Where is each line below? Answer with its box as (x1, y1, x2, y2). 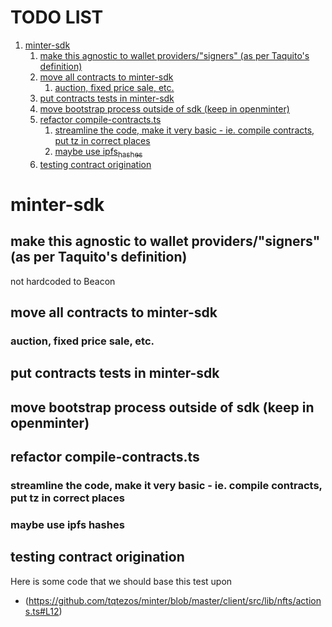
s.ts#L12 (24, 605, 60, 617)
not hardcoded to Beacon (10, 275, 116, 287)
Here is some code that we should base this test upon (10, 575, 233, 587)
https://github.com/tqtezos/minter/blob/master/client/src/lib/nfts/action (28, 594, 322, 606)
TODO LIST (10, 6, 104, 29)
